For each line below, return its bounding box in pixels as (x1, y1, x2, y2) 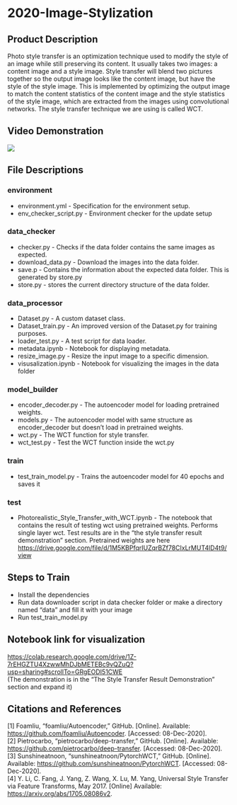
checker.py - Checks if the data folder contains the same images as (17, 242, 215, 251)
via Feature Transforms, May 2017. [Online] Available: (7, 782, 163, 791)
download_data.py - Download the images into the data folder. (17, 257, 200, 266)
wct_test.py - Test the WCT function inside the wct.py (17, 438, 175, 447)
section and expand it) (7, 682, 73, 691)
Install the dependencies (17, 590, 90, 599)
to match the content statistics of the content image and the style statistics (7, 90, 225, 98)
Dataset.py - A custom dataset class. (17, 314, 126, 323)
